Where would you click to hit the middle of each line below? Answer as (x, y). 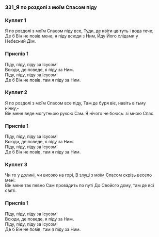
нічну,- (12, 108)
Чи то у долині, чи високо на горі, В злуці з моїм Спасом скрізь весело (79, 175)
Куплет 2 (16, 92)
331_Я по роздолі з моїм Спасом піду (51, 7)
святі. (11, 190)
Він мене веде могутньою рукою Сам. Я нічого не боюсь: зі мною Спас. (80, 113)
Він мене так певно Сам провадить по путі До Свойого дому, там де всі (79, 186)
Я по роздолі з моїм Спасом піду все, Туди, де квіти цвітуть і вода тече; (79, 31)
